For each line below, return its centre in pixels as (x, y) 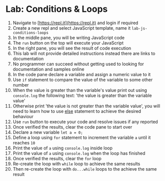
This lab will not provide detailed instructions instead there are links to (84, 53)
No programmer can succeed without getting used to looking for (78, 64)
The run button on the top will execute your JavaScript (68, 43)
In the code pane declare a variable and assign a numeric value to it (82, 74)
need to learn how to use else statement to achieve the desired (77, 111)
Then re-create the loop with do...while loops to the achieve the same (85, 169)
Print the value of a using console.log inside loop (62, 148)
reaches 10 (24, 142)
